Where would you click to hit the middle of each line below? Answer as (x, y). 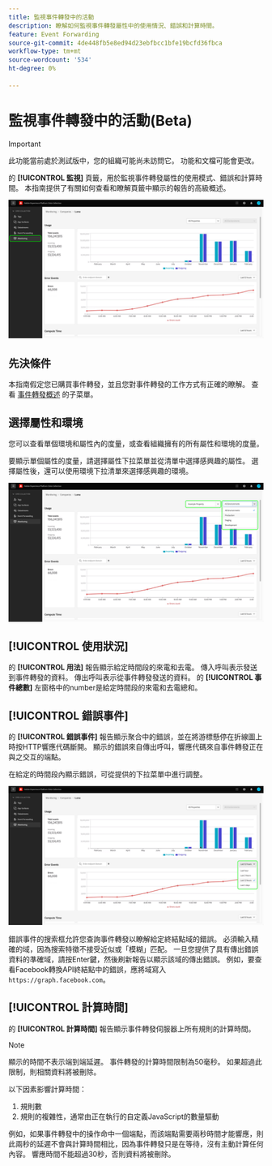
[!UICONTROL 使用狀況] (68, 646)
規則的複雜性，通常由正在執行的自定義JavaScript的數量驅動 (120, 1117)
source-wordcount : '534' (50, 60)
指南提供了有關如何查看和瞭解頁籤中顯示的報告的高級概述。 (131, 187)
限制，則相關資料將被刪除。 (55, 1072)
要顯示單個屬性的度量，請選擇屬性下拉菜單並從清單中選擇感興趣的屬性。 (129, 460)
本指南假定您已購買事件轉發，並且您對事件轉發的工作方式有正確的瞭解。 (129, 385)
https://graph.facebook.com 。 (59, 979)
